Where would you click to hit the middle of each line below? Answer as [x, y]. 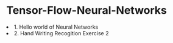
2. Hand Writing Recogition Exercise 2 [62, 33]
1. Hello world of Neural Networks [56, 27]
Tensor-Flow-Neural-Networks [87, 10]
